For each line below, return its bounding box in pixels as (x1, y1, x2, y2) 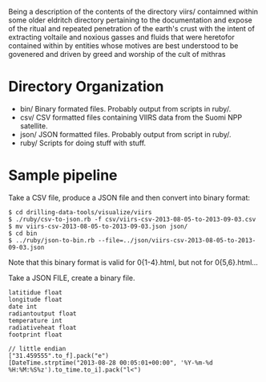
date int (8, 303, 38, 311)
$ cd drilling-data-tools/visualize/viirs (8, 208, 152, 216)
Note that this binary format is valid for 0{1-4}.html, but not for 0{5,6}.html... (8, 257, 259, 267)
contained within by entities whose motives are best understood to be (8, 41, 239, 51)
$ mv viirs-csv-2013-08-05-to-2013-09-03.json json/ (8, 222, 188, 230)
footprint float (8, 331, 62, 339)
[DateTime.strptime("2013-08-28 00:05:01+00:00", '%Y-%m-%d (8, 359, 214, 367)
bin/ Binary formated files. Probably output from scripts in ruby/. (19, 104, 232, 113)
